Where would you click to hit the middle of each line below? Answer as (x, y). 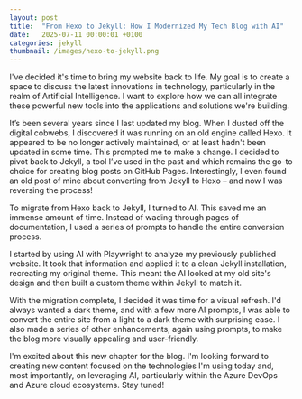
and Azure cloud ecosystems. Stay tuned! (87, 385)
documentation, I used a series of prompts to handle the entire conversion (147, 227)
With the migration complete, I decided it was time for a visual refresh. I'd (146, 301)
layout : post (34, 18)
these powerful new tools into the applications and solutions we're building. (150, 106)
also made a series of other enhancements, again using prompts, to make (146, 329)
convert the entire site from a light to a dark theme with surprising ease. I (145, 320)
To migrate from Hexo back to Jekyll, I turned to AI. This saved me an (138, 208)
